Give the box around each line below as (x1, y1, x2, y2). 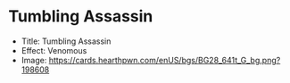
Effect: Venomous (21, 45, 87, 55)
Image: (21, 54, 47, 65)
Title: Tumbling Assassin (21, 36, 112, 46)
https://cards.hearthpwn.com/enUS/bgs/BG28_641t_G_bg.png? (48, 54, 281, 65)
